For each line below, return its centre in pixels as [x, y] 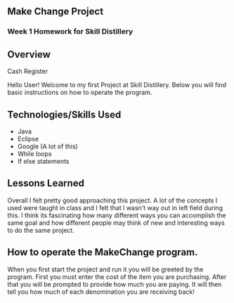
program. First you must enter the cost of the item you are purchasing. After [117, 276]
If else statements [43, 161]
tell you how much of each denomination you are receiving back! [101, 292]
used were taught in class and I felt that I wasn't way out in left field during [115, 207]
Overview [29, 54]
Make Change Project [56, 12]
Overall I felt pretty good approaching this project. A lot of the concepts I [112, 200]
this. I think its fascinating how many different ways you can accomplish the [117, 215]
